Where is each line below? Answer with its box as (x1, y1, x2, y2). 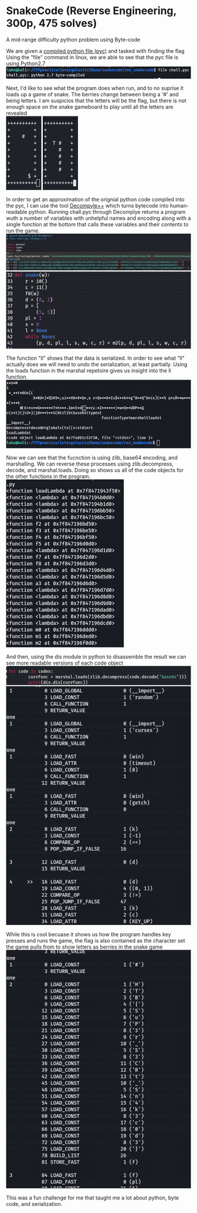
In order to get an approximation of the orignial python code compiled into (6, 196, 185, 203)
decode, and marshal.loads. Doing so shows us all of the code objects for (6, 467, 184, 474)
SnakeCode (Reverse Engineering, (6, 4, 177, 18)
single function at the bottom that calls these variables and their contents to (6, 220, 189, 227)
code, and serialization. (6, 1201, 63, 1208)
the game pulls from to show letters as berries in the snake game (6, 943, 163, 950)
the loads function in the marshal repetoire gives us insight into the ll (6, 367, 171, 374)
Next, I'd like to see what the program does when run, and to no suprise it (6, 84, 184, 92)
